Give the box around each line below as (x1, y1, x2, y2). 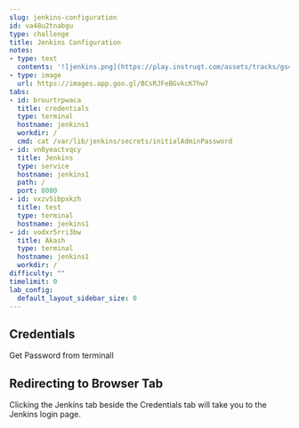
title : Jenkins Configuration (9, 37, 122, 47)
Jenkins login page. (9, 409, 82, 419)
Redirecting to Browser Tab (9, 376, 163, 391)
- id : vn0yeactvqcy (9, 145, 82, 154)
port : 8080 (17, 186, 58, 195)
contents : (17, 63, 53, 72)
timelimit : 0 (9, 277, 58, 286)
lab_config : (9, 285, 53, 294)
